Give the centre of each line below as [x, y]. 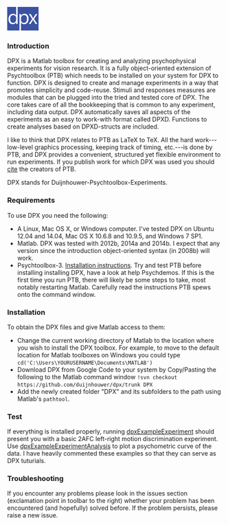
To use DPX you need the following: [58, 215]
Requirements [31, 201]
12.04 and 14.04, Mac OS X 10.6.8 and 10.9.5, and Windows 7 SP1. [110, 236]
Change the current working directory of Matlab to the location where [115, 340]
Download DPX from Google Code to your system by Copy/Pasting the [116, 369]
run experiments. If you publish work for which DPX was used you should [111, 162]
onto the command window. [56, 294]
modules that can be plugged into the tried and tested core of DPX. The [108, 98]
